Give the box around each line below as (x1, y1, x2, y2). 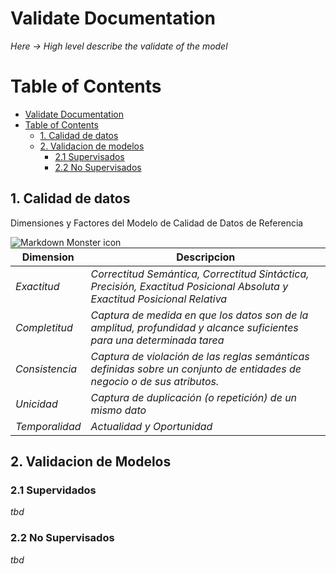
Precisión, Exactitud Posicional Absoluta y (90, 279, 289, 293)
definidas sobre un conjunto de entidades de (90, 362, 302, 376)
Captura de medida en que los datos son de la (90, 308, 309, 322)
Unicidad (15, 397, 58, 411)
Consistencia (15, 362, 78, 376)
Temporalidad (15, 419, 82, 433)
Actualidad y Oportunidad (90, 419, 213, 433)
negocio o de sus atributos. (90, 374, 220, 388)
